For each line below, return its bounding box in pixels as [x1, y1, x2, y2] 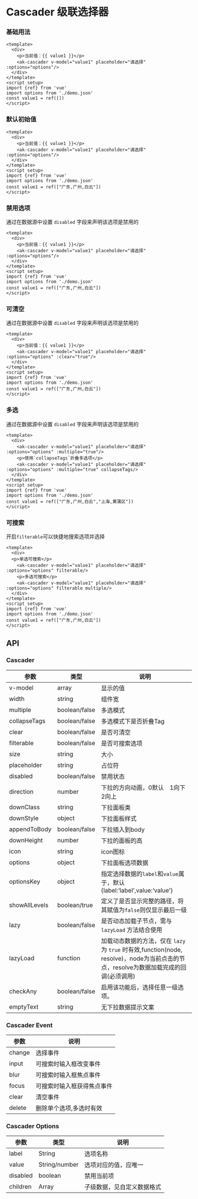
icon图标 [101, 847, 125, 855]
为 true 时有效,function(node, [101, 946, 183, 954]
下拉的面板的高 [101, 836, 143, 845]
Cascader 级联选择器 [6, 5, 109, 19]
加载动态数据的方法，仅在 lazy [101, 937, 186, 945]
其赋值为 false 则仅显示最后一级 [101, 905, 187, 914]
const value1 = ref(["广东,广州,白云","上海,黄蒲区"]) [6, 499, 134, 505]
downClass [9, 803, 40, 811]
